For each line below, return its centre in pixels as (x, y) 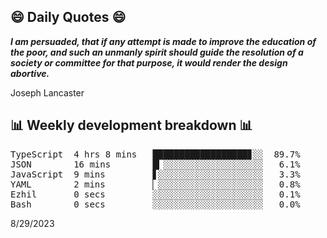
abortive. (30, 73)
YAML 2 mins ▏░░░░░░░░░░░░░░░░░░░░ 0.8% (155, 184)
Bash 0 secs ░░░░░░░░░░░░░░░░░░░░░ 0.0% (155, 204)
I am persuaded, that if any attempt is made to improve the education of (163, 41)
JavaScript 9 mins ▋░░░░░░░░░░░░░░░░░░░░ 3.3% (155, 174)
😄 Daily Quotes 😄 (68, 17)
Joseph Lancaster (47, 92)
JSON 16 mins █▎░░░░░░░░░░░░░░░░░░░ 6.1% (155, 164)
